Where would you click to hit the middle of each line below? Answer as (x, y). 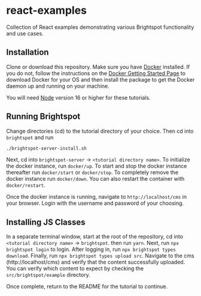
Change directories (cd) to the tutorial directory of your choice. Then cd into (100, 131)
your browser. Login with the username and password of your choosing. (95, 203)
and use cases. (25, 33)
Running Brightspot (43, 117)
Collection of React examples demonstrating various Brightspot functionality (100, 27)
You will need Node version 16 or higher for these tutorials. (78, 97)
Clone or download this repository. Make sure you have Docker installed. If (98, 67)
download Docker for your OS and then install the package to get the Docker (100, 79)
